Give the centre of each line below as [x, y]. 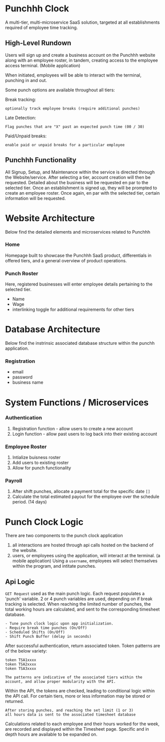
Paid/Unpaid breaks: [26, 136]
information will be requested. [36, 198]
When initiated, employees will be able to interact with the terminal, [73, 75]
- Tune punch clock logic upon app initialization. [59, 624]
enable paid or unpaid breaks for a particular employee [65, 145]
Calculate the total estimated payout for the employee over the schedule [86, 496]
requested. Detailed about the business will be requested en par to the [77, 182]
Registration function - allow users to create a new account [72, 428]
